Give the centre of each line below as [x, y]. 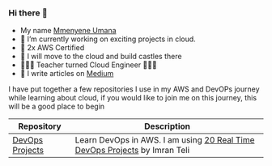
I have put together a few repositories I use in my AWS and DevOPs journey [134, 89]
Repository [40, 126]
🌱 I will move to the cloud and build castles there [101, 57]
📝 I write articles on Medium [67, 74]
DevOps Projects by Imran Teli [132, 151]
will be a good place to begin [57, 106]
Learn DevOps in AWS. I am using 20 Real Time [165, 140]
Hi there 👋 [28, 13]
